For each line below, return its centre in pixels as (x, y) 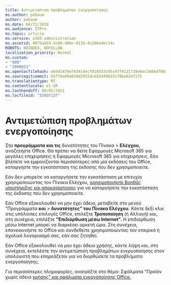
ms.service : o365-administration (41, 39)
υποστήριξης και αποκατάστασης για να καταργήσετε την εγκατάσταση (82, 188)
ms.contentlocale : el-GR (32, 86)
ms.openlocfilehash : (27, 72)
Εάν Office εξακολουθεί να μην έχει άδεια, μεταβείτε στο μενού (73, 203)
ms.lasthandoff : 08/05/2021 (35, 90)
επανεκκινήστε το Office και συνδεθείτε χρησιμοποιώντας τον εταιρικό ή (82, 230)
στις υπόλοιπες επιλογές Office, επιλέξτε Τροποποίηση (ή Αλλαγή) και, (81, 214)
